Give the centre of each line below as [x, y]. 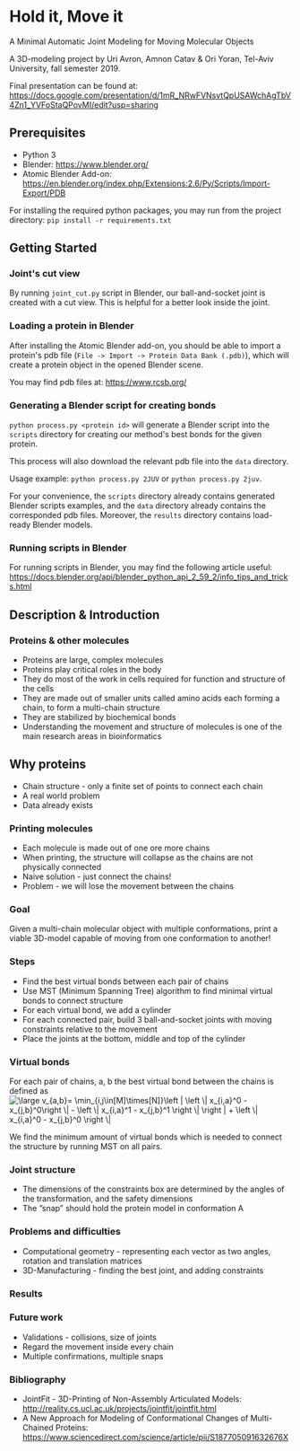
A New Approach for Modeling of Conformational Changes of [135, 1418]
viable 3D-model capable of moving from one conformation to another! [140, 938]
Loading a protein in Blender [72, 326]
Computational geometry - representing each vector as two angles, [146, 1251]
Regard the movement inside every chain [98, 1346]
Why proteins [48, 765]
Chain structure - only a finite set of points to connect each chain [142, 786]
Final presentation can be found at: [74, 85]
